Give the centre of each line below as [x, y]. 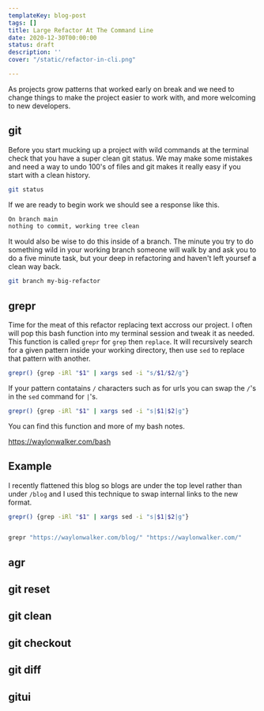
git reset [29, 590]
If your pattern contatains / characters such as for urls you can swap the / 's [132, 388]
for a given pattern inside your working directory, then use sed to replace [126, 350]
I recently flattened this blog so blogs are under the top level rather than [125, 485]
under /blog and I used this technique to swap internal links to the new [123, 494]
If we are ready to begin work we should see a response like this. [114, 204]
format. [20, 502]
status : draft [32, 45]
